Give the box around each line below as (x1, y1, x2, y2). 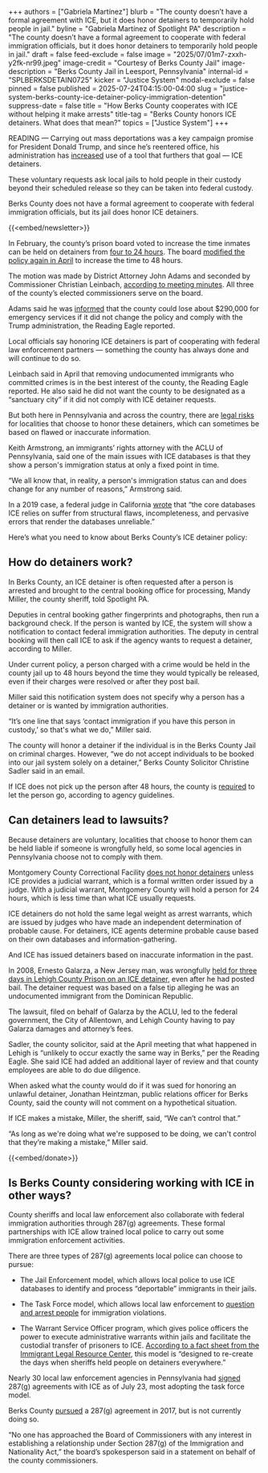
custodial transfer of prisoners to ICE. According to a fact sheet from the (19, 1340, 259, 1350)
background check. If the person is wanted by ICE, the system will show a (8, 618, 253, 628)
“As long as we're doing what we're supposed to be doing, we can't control (8, 1129, 257, 1139)
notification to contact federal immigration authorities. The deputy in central (8, 626, 259, 636)
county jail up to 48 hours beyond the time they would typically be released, (8, 667, 260, 678)
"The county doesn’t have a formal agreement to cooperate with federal (8, 32, 246, 42)
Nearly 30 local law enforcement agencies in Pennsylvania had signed (8, 1373, 241, 1383)
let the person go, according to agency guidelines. (8, 790, 175, 799)
